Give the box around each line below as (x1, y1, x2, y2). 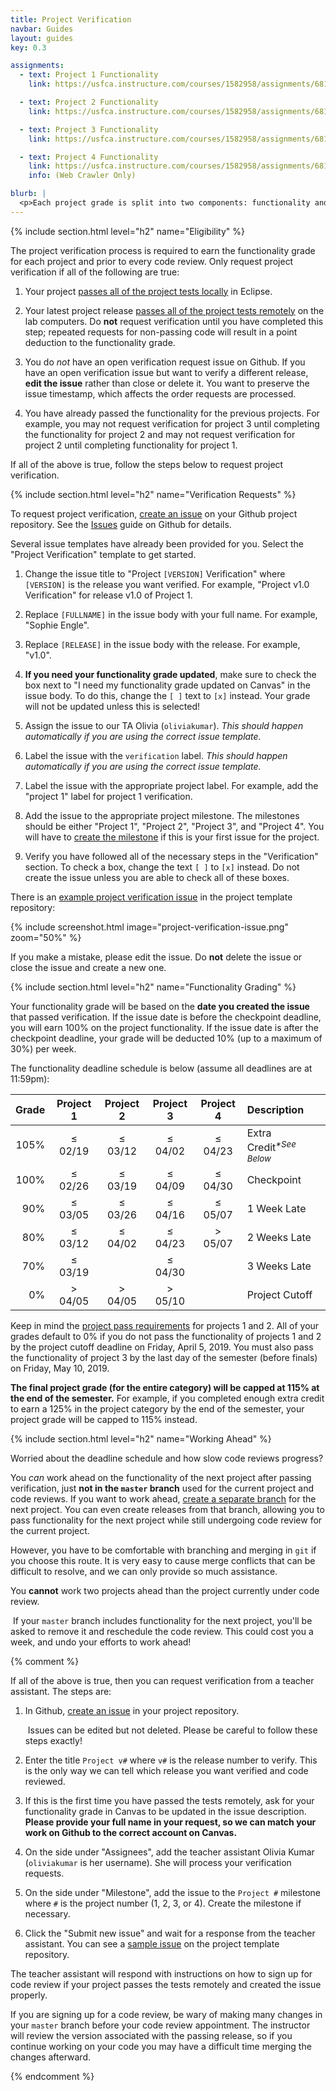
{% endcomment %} (10, 2071, 95, 2083)
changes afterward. (10, 2051, 92, 2063)
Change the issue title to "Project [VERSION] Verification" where (24, 567, 286, 580)
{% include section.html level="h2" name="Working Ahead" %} (10, 1433, 272, 1445)
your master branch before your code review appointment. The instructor (10, 2019, 311, 2031)
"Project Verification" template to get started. (10, 548, 197, 560)
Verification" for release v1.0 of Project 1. (24, 589, 193, 601)
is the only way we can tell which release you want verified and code (24, 1765, 309, 1777)
